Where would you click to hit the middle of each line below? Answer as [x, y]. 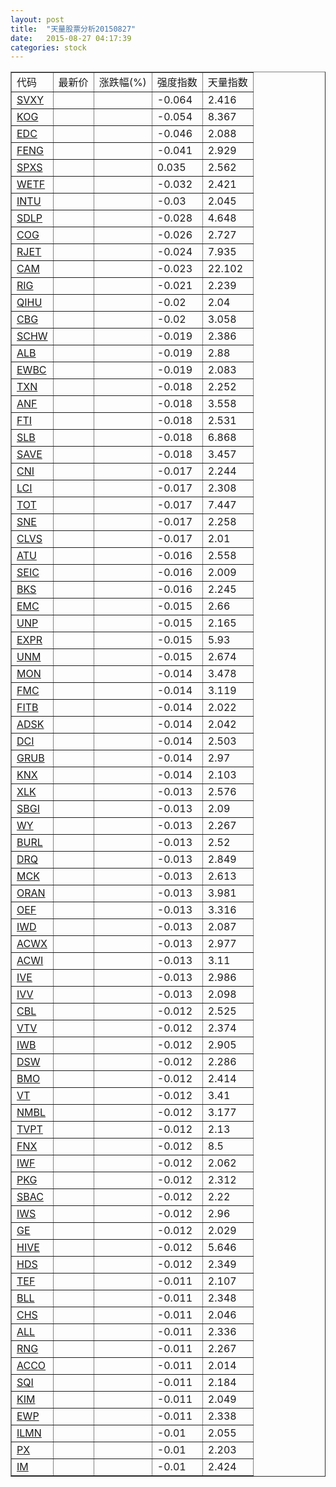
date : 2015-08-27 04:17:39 [71, 38]
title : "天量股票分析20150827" [73, 29]
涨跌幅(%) [122, 83]
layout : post [37, 19]
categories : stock [48, 47]
